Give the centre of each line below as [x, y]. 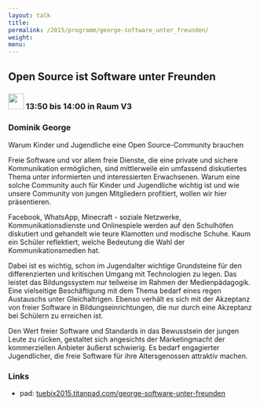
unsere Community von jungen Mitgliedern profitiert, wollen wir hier [118, 193]
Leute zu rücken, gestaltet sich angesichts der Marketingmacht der [117, 339]
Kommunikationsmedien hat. [54, 250]
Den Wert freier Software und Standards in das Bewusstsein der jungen [124, 331]
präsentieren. [30, 202]
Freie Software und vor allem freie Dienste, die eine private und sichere [123, 160]
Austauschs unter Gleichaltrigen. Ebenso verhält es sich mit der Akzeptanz [129, 298]
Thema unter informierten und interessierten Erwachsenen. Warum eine [124, 177]
